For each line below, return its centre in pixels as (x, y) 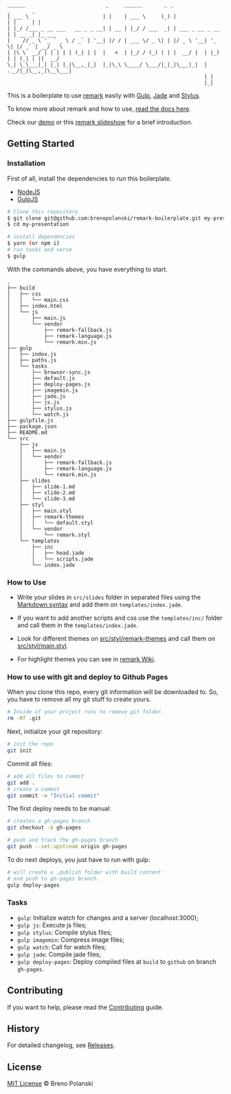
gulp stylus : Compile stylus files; (64, 932)
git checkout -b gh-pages (44, 828)
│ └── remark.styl (55, 535)
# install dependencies (41, 237)
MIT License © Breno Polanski (50, 1084)
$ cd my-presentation (38, 224)
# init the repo (30, 744)
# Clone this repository (43, 211)
